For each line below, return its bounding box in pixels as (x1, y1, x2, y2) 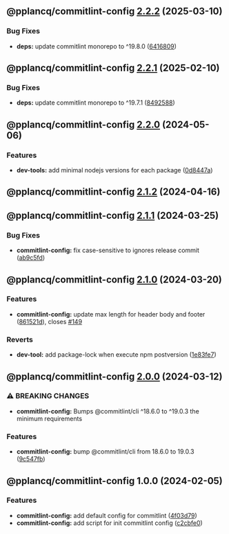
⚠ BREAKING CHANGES (6, 391, 90, 401)
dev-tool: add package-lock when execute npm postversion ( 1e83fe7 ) (16, 350, 217, 359)
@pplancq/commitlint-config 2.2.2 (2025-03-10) (6, 6, 223, 17)
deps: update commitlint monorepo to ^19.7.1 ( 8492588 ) (16, 98, 175, 107)
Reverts (6, 335, 34, 344)
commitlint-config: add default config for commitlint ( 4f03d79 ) (16, 511, 197, 519)
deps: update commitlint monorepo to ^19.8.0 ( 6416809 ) (16, 42, 177, 51)
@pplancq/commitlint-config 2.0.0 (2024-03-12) (6, 371, 223, 382)
